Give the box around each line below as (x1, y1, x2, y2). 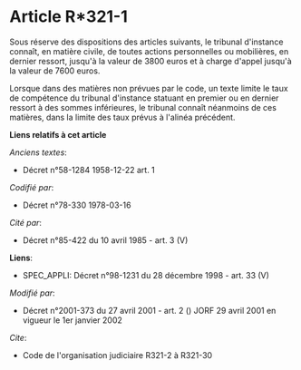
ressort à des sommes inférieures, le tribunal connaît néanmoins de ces (9, 102, 277, 112)
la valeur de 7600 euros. (9, 65, 101, 76)
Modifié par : (9, 287, 56, 298)
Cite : (9, 332, 27, 343)
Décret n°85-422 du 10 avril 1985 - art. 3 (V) (22, 234, 189, 246)
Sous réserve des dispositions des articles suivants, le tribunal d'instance (9, 36, 284, 47)
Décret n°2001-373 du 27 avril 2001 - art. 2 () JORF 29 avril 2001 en (22, 305, 277, 316)
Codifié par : (9, 181, 54, 192)
